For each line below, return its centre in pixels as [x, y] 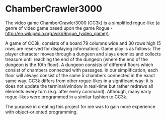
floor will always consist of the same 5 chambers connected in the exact [80, 75]
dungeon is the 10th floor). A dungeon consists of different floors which [79, 65]
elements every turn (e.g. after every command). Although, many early [78, 91]
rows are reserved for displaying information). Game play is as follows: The [83, 48]
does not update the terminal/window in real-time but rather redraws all [79, 86]
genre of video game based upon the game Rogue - [59, 28]
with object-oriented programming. [41, 112]
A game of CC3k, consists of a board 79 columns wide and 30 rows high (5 [83, 43]
